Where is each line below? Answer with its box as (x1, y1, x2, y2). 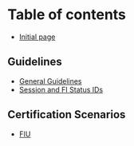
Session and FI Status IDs (18, 85, 104, 94)
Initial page (18, 32, 56, 41)
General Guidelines (18, 76, 82, 85)
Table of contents (7, 6, 127, 24)
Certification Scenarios (7, 108, 126, 121)
